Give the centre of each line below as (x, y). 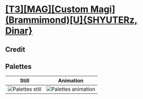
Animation (71, 81)
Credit (15, 49)
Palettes (18, 66)
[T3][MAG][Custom (47, 9)
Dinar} (19, 31)
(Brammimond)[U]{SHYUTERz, (71, 20)
